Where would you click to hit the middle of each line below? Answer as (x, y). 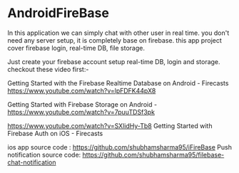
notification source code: (44, 154)
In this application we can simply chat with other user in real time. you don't (118, 33)
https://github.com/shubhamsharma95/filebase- (153, 154)
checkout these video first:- (48, 69)
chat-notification (32, 162)
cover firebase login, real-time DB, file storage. (76, 48)
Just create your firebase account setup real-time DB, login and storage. (114, 61)
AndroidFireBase (58, 13)
